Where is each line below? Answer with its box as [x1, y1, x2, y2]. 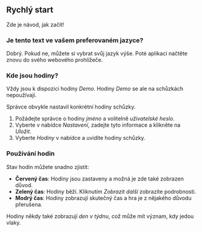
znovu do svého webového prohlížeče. [6, 56, 103, 64]
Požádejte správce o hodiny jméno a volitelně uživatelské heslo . [15, 115, 175, 122]
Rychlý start [6, 5, 53, 15]
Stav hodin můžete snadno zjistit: [6, 163, 89, 170]
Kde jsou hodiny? [6, 71, 59, 80]
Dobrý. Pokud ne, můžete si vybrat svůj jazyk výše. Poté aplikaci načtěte [6, 50, 188, 57]
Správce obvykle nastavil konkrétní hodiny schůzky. [6, 103, 136, 111]
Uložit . [15, 128, 32, 135]
